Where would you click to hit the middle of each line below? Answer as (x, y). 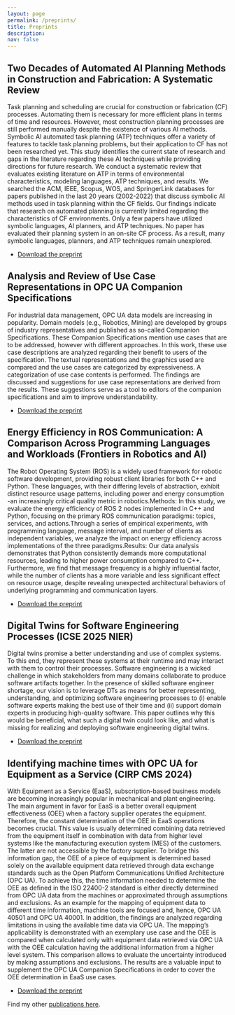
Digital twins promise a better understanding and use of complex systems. (114, 653)
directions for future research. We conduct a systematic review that (105, 166)
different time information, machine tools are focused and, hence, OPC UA (114, 910)
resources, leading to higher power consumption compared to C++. (105, 560)
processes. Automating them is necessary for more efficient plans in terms (115, 114)
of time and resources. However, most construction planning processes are (116, 121)
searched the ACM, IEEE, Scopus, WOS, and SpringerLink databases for (111, 188)
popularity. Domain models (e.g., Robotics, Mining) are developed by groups (117, 322)
